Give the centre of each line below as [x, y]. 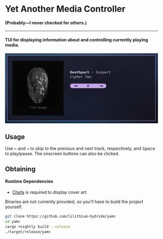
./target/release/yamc [28, 232]
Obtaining [20, 169]
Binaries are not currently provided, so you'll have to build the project [74, 202]
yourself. [14, 207]
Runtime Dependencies [29, 182]
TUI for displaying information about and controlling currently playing [77, 39]
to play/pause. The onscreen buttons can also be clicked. [62, 154]
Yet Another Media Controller [65, 9]
